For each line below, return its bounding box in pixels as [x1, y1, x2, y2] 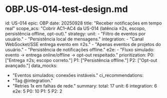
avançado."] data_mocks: [5, 62, 57, 68]
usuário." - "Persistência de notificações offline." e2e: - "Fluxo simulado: [5, 46, 155, 52]
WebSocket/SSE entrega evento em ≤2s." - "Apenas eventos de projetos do [5, 41, 161, 47]
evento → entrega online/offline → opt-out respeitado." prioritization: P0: [5, 51, 155, 58]
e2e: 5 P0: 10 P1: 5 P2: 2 [12, 88, 62, 94]
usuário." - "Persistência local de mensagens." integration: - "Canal [5, 36, 144, 42]
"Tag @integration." [12, 77, 53, 83]
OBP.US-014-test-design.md [5, 3, 128, 15]
